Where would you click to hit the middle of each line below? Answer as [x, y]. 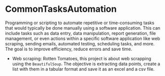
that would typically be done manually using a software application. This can [83, 28]
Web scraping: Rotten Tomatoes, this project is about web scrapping [82, 58]
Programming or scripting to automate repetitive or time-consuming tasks [80, 23]
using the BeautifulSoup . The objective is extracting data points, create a [86, 64]
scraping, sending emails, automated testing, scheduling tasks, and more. [80, 43]
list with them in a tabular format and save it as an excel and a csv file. [83, 69]
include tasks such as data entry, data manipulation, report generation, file [81, 33]
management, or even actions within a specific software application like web [82, 38]
